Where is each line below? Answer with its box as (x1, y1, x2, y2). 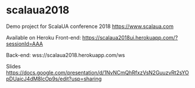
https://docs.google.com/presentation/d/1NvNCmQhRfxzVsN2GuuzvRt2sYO (6, 69, 189, 76)
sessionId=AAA (6, 40, 43, 47)
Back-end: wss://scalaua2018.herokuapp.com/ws (6, 51, 126, 58)
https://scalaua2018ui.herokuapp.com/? (82, 34, 178, 41)
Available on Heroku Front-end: (6, 34, 81, 41)
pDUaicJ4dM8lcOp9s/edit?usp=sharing (6, 75, 102, 82)
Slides (6, 62, 21, 70)
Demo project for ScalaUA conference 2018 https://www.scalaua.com (6, 23, 174, 30)
